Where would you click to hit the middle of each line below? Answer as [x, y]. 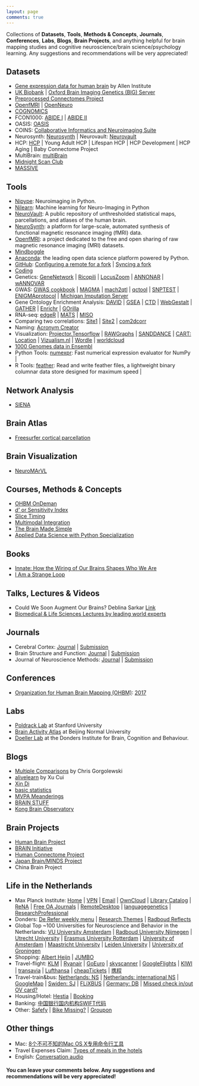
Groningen [28, 950]
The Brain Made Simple [43, 529]
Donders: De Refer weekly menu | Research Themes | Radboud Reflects [103, 919]
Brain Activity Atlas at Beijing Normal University [72, 732]
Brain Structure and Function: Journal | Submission [77, 653]
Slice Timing [30, 516]
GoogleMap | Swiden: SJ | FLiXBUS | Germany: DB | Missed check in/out [104, 983]
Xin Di [22, 784]
